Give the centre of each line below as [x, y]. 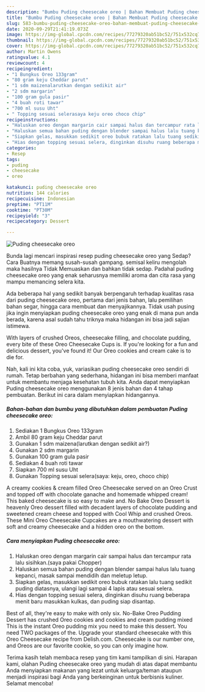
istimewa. [18, 326]
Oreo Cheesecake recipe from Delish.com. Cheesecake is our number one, [101, 639]
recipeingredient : [30, 69]
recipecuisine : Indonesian [41, 199]
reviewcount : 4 [26, 63]
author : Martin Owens [34, 52]
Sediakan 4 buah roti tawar [49, 463]
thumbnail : [20, 40]
